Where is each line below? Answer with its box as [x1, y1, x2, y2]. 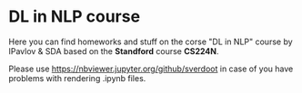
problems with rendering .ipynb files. [8, 72, 146, 83]
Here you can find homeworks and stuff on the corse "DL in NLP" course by [8, 36, 293, 47]
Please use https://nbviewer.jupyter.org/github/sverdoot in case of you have [8, 63, 294, 74]
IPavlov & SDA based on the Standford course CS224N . [8, 45, 219, 56]
